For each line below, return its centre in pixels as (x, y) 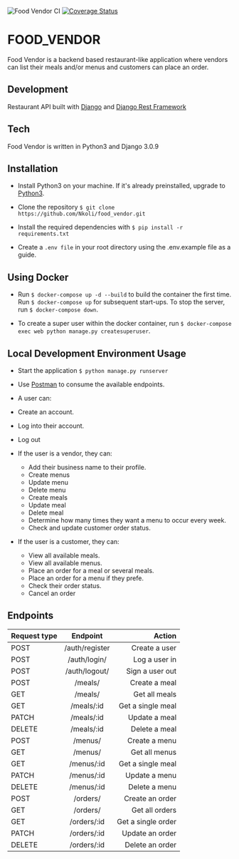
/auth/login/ (87, 659)
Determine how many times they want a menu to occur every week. (127, 520)
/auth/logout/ (87, 671)
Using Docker (38, 277)
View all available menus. (65, 563)
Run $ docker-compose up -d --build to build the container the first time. (124, 294)
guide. (27, 255)
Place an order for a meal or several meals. (91, 571)
